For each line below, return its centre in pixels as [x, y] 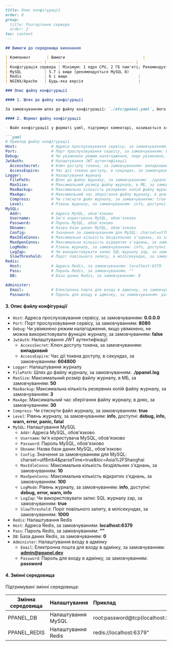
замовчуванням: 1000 [45, 514]
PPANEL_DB [23, 618]
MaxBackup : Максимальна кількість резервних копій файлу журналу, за [89, 388]
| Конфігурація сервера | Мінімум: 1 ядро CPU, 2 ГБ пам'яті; [73, 67]
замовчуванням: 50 [34, 383]
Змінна [26, 599]
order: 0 [15, 15]
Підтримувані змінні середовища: [42, 586]
